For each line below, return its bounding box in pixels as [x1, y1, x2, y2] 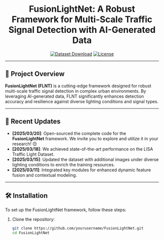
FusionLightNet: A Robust [29, 3, 135, 15]
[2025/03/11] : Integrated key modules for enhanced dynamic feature [12, 167, 151, 173]
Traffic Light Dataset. [12, 151, 55, 157]
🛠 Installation [5, 191, 48, 200]
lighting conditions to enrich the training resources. [12, 161, 115, 167]
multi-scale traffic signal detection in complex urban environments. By [5, 88, 146, 94]
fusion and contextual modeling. [12, 172, 77, 178]
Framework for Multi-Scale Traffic [11, 14, 153, 25]
